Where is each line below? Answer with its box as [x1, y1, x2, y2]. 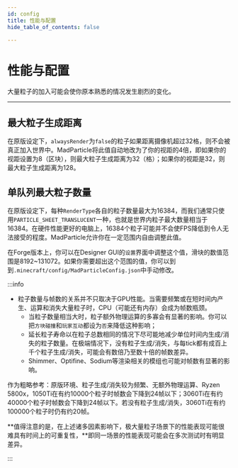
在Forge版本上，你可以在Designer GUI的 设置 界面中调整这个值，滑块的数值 [7, 247, 223, 256]
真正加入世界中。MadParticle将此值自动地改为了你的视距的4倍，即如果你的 [7, 146, 227, 155]
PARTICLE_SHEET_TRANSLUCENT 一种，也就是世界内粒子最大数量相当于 [13, 215, 208, 223]
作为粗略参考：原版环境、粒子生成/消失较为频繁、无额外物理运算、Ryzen [7, 380, 220, 389]
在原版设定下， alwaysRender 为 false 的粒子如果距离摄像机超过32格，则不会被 [7, 137, 230, 145]
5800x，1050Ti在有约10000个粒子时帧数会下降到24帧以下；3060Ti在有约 [7, 389, 223, 398]
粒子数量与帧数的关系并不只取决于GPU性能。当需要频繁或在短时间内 [17, 294, 217, 303]
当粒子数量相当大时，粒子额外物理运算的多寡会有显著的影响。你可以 [28, 312, 227, 321]
